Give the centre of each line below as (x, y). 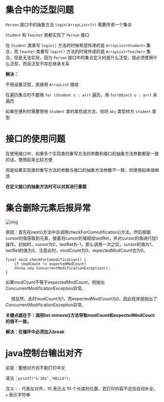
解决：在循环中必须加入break (35, 332)
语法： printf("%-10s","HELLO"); (38, 378)
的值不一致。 (18, 321)
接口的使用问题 (36, 139)
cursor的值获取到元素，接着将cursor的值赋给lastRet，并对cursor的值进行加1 (82, 238)
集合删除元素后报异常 (48, 208)
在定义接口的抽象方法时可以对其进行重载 (46, 186)
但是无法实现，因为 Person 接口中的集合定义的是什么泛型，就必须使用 (83, 57)
